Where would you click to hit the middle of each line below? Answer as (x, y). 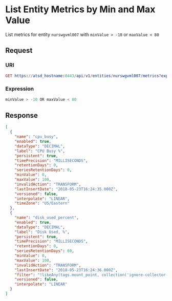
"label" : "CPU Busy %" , (40, 151)
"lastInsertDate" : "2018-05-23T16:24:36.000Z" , (66, 270)
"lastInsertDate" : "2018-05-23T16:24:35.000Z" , (66, 189)
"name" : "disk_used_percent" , (47, 218)
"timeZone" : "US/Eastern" (42, 203)
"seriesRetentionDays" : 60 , (44, 251)
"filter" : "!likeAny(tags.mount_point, (57, 275)
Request (19, 50)
